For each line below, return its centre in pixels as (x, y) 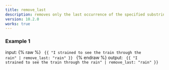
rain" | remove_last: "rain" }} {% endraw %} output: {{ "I (71, 57)
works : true (18, 24)
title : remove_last (26, 10)
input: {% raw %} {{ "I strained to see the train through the (73, 52)
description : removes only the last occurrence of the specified (75, 14)
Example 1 (18, 41)
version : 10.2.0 (22, 19)
